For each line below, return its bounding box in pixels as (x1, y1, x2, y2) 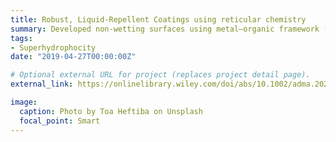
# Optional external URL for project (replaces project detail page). (10, 70, 311, 80)
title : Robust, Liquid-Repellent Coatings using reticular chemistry (10, 14, 307, 25)
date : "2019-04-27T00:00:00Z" (10, 52, 137, 62)
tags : (10, 33, 33, 43)
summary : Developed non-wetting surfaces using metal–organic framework (10, 24, 320, 34)
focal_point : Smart (19, 116, 101, 126)
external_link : (10, 79, 74, 90)
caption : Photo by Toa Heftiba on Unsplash (19, 106, 203, 116)
